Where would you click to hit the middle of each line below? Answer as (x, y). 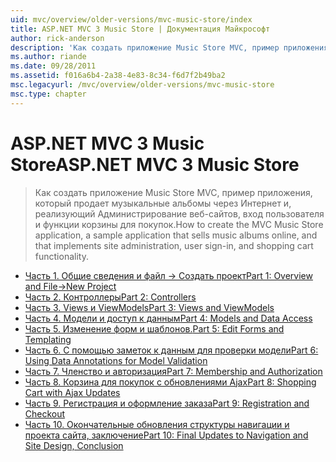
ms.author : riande (48, 57)
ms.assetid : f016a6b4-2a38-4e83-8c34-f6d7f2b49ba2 (118, 76)
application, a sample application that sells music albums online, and (176, 235)
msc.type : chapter (48, 94)
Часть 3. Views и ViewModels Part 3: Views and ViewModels (149, 307)
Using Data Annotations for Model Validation (116, 360)
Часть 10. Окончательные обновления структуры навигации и (157, 424)
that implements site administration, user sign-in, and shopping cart (174, 245)
